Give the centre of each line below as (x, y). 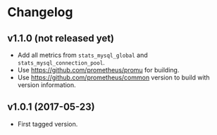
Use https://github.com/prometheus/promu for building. (98, 70)
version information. (46, 85)
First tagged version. (48, 124)
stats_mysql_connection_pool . (61, 63)
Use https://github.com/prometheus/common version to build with (113, 77)
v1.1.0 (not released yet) (61, 38)
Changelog (40, 12)
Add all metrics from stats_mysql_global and (82, 55)
